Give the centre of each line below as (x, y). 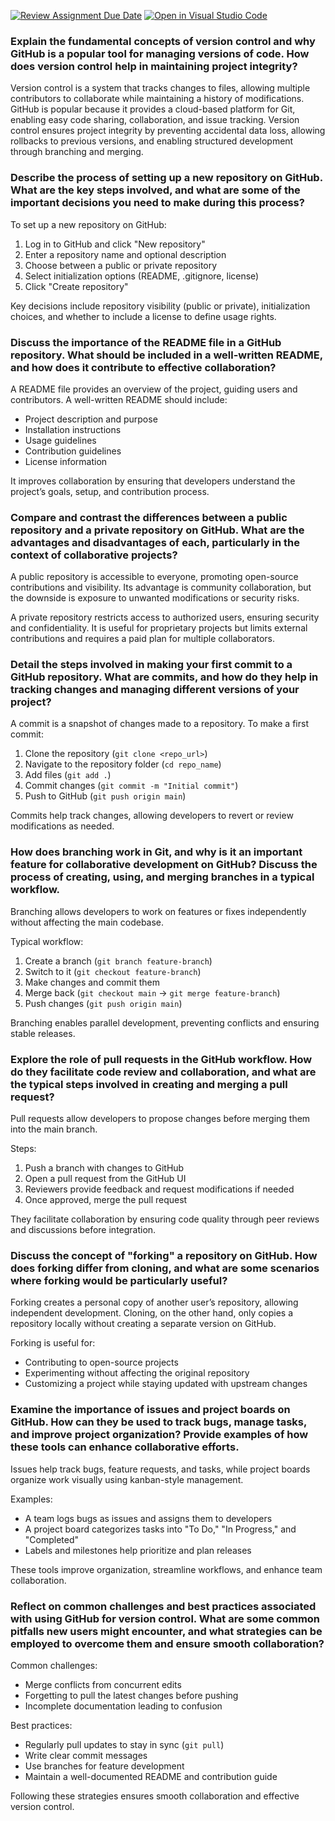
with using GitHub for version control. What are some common (165, 1618)
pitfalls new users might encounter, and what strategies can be (166, 1631)
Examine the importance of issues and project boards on (150, 1410)
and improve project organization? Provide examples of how (159, 1435)
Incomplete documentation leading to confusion (123, 1706)
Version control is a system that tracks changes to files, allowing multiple (160, 88)
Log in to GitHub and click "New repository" (115, 244)
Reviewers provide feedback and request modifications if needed (159, 1189)
